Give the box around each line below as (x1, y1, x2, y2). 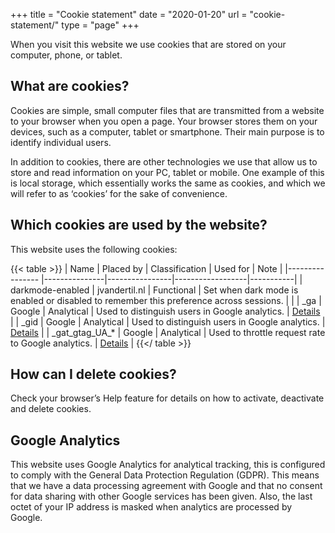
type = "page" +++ (61, 19, 140, 31)
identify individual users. (10, 136, 112, 148)
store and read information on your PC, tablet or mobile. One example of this (10, 166, 325, 178)
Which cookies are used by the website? (10, 217, 268, 234)
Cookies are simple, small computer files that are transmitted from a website (10, 104, 325, 116)
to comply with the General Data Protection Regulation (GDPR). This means (10, 469, 320, 481)
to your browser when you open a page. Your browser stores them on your (10, 115, 318, 127)
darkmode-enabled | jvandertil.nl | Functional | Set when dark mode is (10, 284, 299, 296)
